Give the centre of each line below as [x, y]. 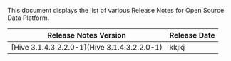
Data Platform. [29, 18]
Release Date [192, 35]
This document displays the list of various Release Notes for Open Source [116, 10]
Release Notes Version [87, 35]
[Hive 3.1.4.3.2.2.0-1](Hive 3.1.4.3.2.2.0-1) [87, 47]
